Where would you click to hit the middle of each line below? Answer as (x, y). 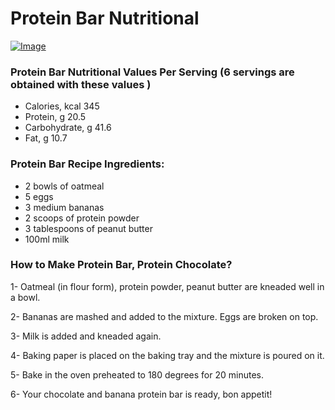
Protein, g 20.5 (55, 117)
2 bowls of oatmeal (64, 186)
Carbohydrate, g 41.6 (68, 128)
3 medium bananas (64, 207)
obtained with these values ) (81, 84)
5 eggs (39, 196)
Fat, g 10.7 (46, 138)
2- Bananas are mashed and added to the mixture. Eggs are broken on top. (164, 316)
